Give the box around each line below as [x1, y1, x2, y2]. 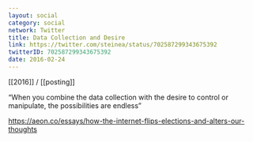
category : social [8, 19, 66, 27]
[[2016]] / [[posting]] [8, 77, 75, 87]
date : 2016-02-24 [8, 56, 66, 64]
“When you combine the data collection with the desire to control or [8, 92, 229, 102]
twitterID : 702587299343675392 [8, 48, 111, 56]
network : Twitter [8, 26, 66, 34]
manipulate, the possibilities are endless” [8, 100, 142, 110]
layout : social [8, 11, 59, 20]
